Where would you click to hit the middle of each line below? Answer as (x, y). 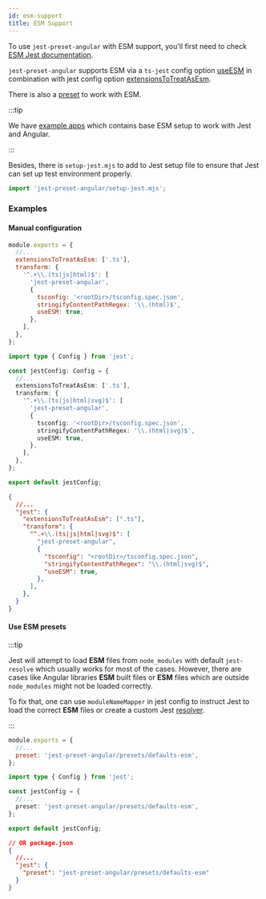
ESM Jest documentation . (51, 55)
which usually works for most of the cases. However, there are (139, 669)
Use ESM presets (37, 627)
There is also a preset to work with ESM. (75, 94)
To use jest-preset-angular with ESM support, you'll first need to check (127, 46)
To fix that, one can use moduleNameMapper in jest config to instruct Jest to (129, 701)
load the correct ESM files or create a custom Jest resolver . (107, 710)
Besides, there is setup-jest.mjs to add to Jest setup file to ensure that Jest (134, 165)
